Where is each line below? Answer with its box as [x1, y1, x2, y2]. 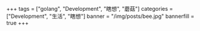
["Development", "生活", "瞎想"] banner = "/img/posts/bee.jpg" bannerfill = [6, 13, 194, 20]
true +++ [6, 20, 29, 26]
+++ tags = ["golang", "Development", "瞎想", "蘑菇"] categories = [6, 5, 173, 12]
